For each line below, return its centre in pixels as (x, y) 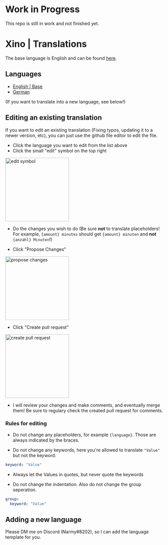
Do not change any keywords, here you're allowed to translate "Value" (86, 450)
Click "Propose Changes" (39, 249)
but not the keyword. (34, 455)
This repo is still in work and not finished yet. (52, 23)
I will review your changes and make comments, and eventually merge (86, 405)
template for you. (23, 537)
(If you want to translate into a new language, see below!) (65, 102)
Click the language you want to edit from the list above (70, 145)
